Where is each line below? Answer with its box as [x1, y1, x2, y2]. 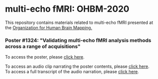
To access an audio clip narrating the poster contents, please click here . [5, 63, 150, 69]
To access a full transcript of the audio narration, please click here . [5, 69, 140, 75]
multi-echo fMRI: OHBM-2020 [5, 3, 130, 15]
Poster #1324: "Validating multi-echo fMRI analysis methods [5, 37, 152, 43]
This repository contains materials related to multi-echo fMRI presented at [5, 20, 153, 25]
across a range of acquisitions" [5, 43, 81, 50]
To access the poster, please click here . [5, 54, 85, 60]
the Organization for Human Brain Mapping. [5, 24, 92, 30]
